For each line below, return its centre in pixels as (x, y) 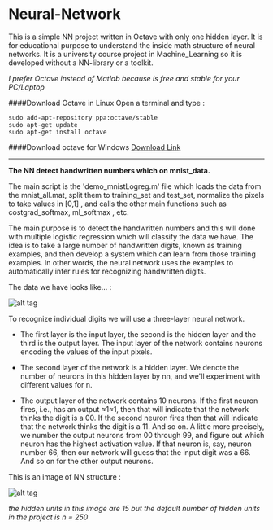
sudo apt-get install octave (58, 132)
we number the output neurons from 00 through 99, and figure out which (142, 435)
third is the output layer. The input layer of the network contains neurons (141, 343)
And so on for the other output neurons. (87, 461)
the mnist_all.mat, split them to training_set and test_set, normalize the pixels (136, 195)
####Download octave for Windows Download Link (95, 147)
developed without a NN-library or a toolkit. (81, 63)
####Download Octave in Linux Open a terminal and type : (107, 103)
